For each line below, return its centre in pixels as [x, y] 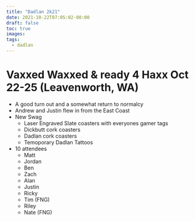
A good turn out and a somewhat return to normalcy [79, 104]
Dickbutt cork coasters [52, 129]
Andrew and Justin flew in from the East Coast [72, 110]
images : [16, 34]
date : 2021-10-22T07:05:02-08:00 [48, 17]
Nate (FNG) [38, 212]
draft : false [22, 23]
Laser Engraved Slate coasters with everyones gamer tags [96, 123]
